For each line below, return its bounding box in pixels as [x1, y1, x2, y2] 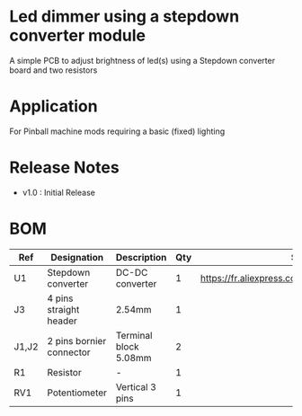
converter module [9, 25, 147, 46]
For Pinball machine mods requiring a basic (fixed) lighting [9, 126, 226, 137]
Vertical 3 [115, 380, 157, 393]
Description [115, 251, 167, 263]
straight [47, 303, 80, 315]
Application [9, 96, 98, 117]
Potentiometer [47, 386, 108, 399]
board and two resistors [9, 65, 98, 75]
